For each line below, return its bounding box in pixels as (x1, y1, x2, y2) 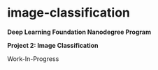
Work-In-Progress (7, 54, 59, 63)
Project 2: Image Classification (7, 41, 99, 49)
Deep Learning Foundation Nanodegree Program (7, 28, 152, 36)
